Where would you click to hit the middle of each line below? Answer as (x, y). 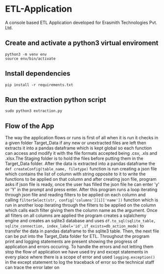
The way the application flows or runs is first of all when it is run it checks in (82, 138)
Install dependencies (38, 74)
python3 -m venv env (26, 54)
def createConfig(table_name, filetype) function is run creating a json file (81, 169)
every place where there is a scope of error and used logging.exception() (80, 257)
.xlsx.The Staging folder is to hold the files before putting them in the (74, 158)
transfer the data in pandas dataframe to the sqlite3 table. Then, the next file (82, 231)
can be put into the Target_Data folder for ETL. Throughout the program (77, 236)
